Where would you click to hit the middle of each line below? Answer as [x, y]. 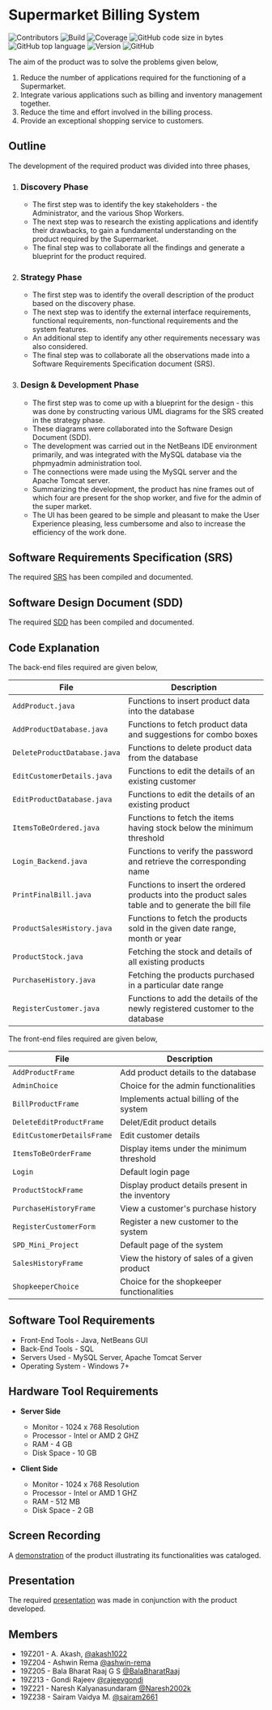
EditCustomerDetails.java [62, 776]
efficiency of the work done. [79, 532]
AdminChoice [36, 1086]
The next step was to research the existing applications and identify [145, 222]
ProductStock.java [48, 957]
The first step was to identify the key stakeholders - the [125, 205]
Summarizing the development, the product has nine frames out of [143, 489]
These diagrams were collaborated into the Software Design [132, 429]
